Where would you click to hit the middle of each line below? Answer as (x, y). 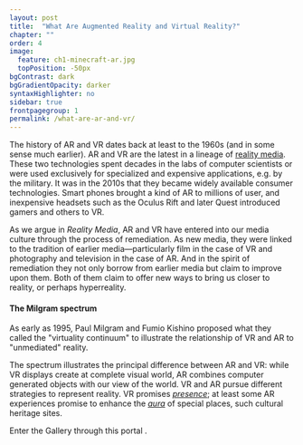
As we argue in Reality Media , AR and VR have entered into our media (139, 230)
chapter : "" (32, 34)
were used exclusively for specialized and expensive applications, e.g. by (146, 174)
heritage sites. (36, 413)
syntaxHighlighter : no (52, 93)
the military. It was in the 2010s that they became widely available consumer (151, 183)
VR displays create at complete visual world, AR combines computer (137, 375)
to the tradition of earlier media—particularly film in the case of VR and (141, 249)
